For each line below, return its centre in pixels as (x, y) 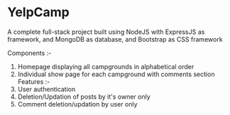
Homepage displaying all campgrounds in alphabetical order (106, 66)
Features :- (34, 81)
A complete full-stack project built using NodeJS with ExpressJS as (106, 32)
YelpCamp (38, 12)
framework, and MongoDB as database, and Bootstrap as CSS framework (115, 39)
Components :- (29, 53)
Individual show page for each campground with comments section (116, 74)
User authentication (46, 89)
